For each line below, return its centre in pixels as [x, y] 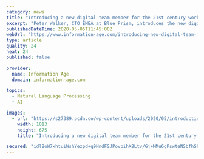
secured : [17, 147]
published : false [28, 57]
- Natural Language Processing [51, 96]
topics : [16, 91]
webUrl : [16, 35]
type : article [24, 40]
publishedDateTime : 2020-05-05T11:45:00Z [59, 29]
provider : [19, 68]
